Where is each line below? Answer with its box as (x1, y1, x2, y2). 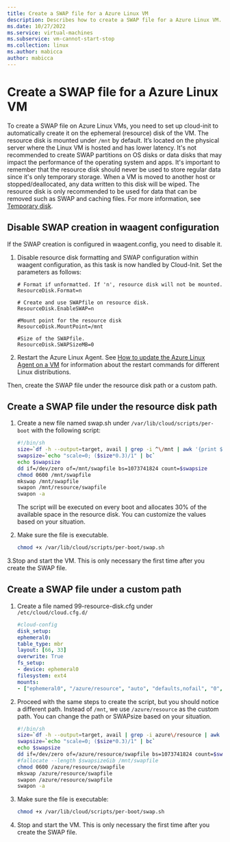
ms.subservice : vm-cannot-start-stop (7, 36, 115, 43)
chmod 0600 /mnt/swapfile (16, 471, 91, 478)
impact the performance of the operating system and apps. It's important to (7, 158, 220, 166)
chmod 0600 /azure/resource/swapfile (16, 763, 125, 771)
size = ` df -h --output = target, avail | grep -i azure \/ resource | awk (16, 732, 220, 738)
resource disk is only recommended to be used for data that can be (7, 187, 197, 196)
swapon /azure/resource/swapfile (16, 776, 113, 783)
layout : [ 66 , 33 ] (16, 646, 67, 654)
